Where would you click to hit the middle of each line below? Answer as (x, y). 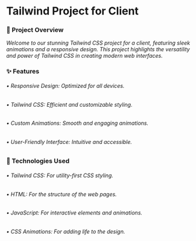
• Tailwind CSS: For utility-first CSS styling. (60, 175)
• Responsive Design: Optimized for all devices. (65, 86)
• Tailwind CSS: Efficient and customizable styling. (69, 104)
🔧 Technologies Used (38, 161)
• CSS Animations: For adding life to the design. (66, 231)
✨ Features (23, 72)
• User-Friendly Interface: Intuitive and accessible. (69, 142)
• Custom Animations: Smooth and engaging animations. (77, 123)
